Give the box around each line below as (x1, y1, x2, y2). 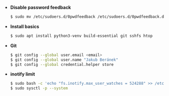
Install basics (10, 23, 39, 30)
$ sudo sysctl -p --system (10, 86, 68, 91)
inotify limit (10, 71, 35, 77)
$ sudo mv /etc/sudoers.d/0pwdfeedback (10, 14, 96, 19)
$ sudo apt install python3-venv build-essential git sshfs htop (10, 33, 153, 38)
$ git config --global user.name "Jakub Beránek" (10, 57, 119, 62)
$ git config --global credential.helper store (10, 62, 114, 67)
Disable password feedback (10, 5, 71, 10)
